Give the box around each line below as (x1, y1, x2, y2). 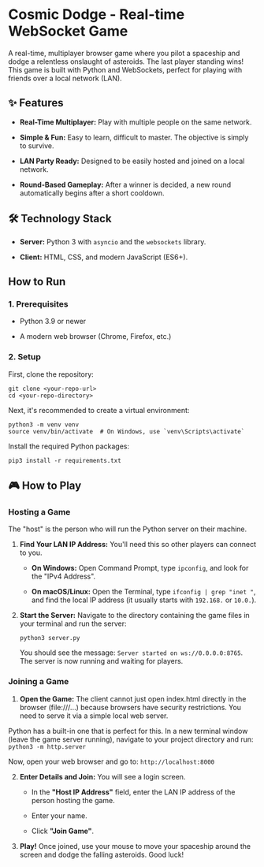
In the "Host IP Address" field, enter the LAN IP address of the (31, 787, 236, 797)
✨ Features (8, 96, 64, 110)
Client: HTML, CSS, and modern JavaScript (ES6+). (19, 252, 188, 262)
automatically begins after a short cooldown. (19, 188, 165, 198)
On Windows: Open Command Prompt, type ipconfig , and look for (31, 564, 249, 573)
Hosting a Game (8, 506, 71, 517)
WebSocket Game (8, 22, 128, 40)
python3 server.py (19, 634, 80, 642)
